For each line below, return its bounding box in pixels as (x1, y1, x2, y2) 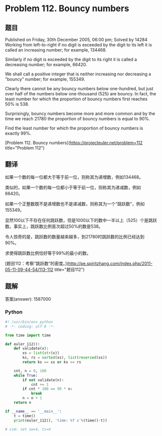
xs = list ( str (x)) (22, 351, 60, 356)
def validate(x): (14, 346, 49, 351)
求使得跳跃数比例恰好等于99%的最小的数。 (5, 250, 91, 256)
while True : (14, 373, 38, 378)
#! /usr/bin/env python (5, 319, 53, 324)
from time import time (5, 333, 51, 338)
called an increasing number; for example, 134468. (5, 47, 107, 53)
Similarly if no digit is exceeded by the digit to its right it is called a (5, 56, 137, 62)
